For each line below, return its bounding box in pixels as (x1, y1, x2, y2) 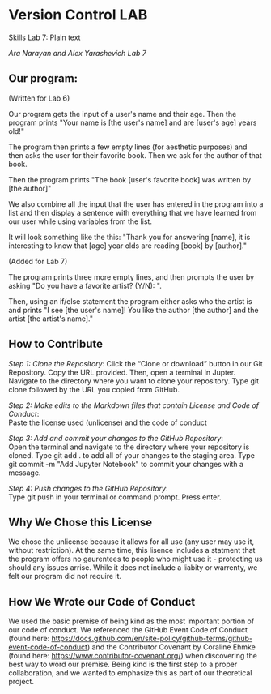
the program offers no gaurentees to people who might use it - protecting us (8, 554, 263, 564)
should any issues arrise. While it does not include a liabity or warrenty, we (8, 563, 258, 572)
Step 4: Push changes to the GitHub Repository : (8, 483, 168, 493)
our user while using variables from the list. (8, 216, 152, 226)
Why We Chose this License (8, 515, 153, 529)
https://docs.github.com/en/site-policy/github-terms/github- (51, 634, 253, 644)
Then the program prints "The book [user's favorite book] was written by (8, 174, 252, 184)
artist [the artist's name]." (8, 314, 94, 323)
